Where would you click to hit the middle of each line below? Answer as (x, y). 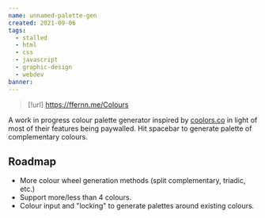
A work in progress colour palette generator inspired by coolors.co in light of (133, 120)
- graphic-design (44, 67)
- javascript (37, 60)
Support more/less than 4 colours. (76, 197)
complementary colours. (48, 136)
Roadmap (32, 161)
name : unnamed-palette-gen (53, 15)
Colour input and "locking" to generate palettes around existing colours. (137, 206)
